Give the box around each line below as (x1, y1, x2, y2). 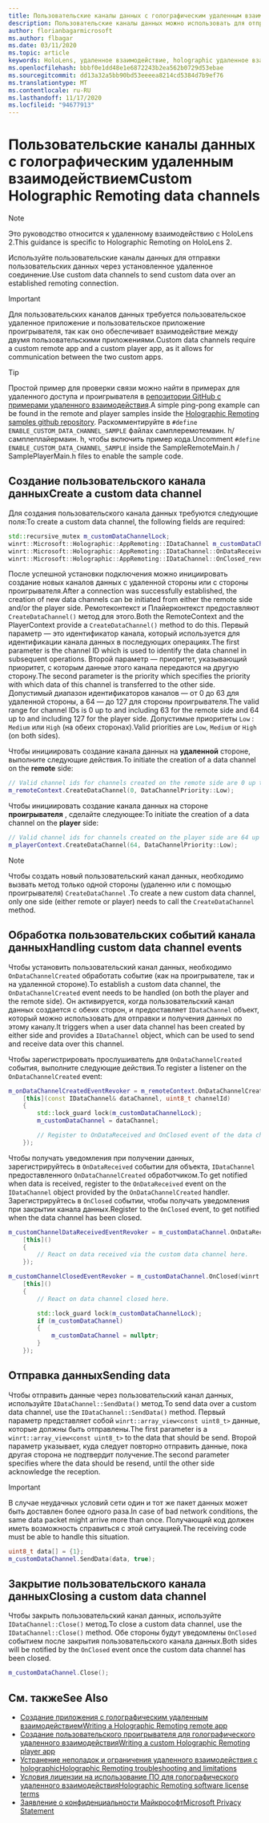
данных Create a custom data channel (8, 487, 202, 501)
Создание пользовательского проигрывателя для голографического (19, 1729, 255, 1739)
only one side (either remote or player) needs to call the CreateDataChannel (8, 896, 255, 906)
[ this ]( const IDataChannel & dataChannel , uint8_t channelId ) (22, 1094, 231, 1102)
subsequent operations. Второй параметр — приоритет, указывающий (8, 654, 247, 664)
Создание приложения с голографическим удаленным (19, 1712, 208, 1722)
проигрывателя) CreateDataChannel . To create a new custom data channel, (8, 887, 256, 898)
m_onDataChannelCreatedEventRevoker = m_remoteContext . (8, 1087, 199, 1095)
